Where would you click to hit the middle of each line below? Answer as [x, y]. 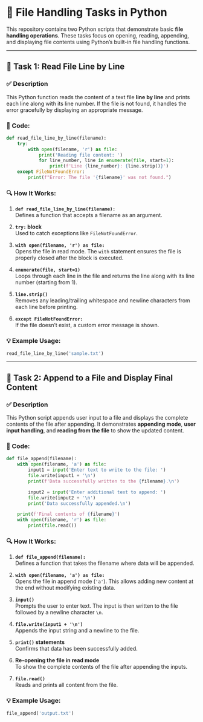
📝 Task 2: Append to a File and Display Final [90, 378]
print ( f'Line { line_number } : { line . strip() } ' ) [109, 166]
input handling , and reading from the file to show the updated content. [95, 431]
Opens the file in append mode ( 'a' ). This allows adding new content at [104, 581]
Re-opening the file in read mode [57, 660]
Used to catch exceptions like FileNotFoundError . [76, 233]
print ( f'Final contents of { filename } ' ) [69, 514]
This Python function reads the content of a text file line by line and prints [98, 97]
